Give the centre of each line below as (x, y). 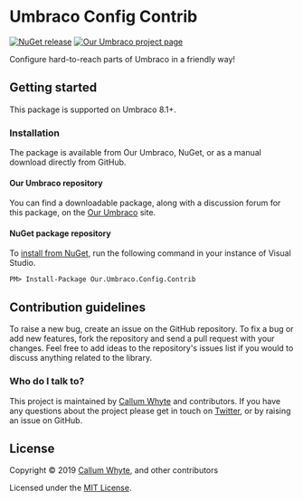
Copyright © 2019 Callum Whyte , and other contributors (114, 470)
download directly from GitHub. (68, 162)
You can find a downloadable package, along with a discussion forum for (145, 203)
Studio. (23, 263)
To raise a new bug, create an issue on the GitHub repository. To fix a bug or (151, 329)
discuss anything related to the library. (80, 358)
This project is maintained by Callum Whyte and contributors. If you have (145, 401)
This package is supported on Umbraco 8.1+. (93, 109)
